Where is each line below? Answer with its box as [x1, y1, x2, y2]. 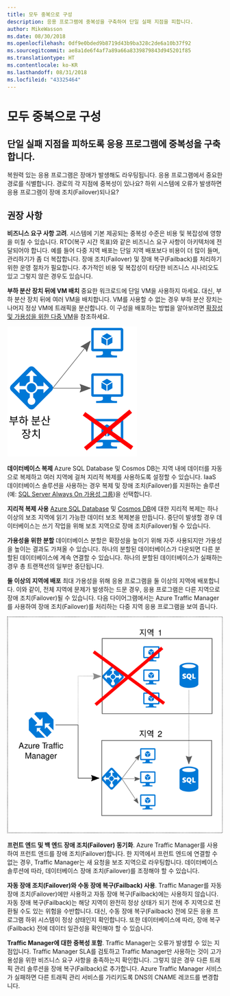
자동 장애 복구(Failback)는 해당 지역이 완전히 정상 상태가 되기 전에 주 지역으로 [7, 899, 214, 907]
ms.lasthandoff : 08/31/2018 [7, 69, 88, 76]
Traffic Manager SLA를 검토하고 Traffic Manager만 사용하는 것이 [32, 947, 209, 956]
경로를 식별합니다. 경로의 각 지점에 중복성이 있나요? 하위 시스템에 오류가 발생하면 [7, 179, 222, 187]
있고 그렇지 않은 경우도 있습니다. [7, 272, 94, 281]
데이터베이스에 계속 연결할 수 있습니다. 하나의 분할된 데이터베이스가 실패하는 [19, 553, 223, 562]
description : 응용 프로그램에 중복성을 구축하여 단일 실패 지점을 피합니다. [7, 18, 194, 25]
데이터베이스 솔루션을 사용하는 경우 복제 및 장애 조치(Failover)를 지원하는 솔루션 [7, 481, 220, 490]
